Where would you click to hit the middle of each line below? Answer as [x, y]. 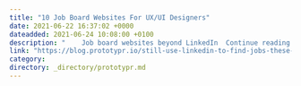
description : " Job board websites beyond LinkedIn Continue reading [150, 43]
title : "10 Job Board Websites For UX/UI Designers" [110, 17]
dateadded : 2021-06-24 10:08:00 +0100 [82, 34]
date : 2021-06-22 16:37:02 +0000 [72, 26]
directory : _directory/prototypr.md [77, 68]
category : [28, 59]
